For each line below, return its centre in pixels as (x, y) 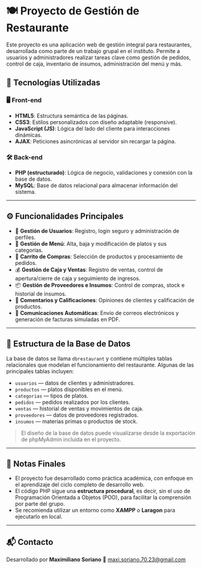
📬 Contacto (30, 542)
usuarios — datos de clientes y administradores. (75, 383)
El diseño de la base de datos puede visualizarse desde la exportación (108, 433)
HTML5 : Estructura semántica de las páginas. (72, 116)
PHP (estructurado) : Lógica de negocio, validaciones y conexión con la (104, 172)
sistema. (25, 191)
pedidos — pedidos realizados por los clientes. (72, 402)
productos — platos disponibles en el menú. (69, 389)
